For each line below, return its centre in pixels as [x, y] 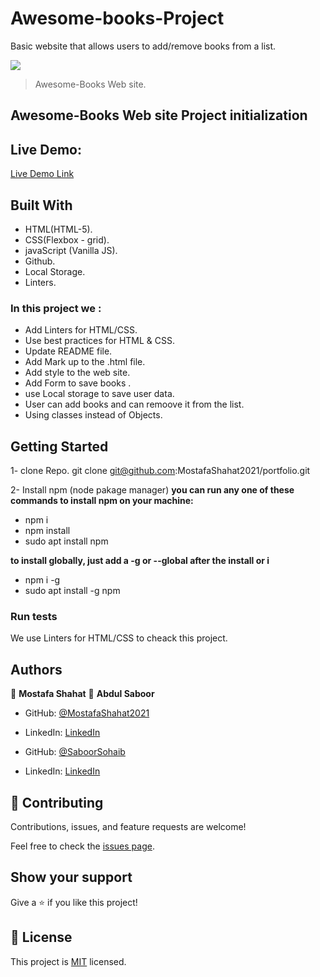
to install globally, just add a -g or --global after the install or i [140, 561]
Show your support [71, 877]
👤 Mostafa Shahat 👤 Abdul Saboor [82, 694]
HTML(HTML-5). [58, 229]
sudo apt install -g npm [72, 591]
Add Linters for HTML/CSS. [81, 330]
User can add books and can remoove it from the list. [134, 404]
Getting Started [59, 446]
